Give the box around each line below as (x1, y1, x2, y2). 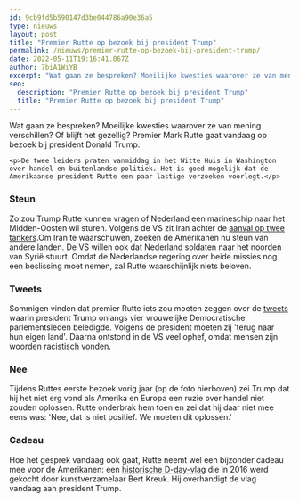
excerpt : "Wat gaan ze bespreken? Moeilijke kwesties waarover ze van (9, 71, 277, 80)
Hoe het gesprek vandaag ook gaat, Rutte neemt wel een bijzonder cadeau (9, 454, 284, 465)
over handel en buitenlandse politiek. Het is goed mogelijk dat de (9, 164, 269, 174)
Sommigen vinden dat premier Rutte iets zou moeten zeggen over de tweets (9, 302, 289, 313)
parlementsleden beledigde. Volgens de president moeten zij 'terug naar (9, 322, 275, 333)
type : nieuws (9, 21, 58, 30)
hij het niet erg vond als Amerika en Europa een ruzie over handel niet (9, 393, 265, 404)
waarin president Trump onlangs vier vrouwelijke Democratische (9, 312, 246, 323)
